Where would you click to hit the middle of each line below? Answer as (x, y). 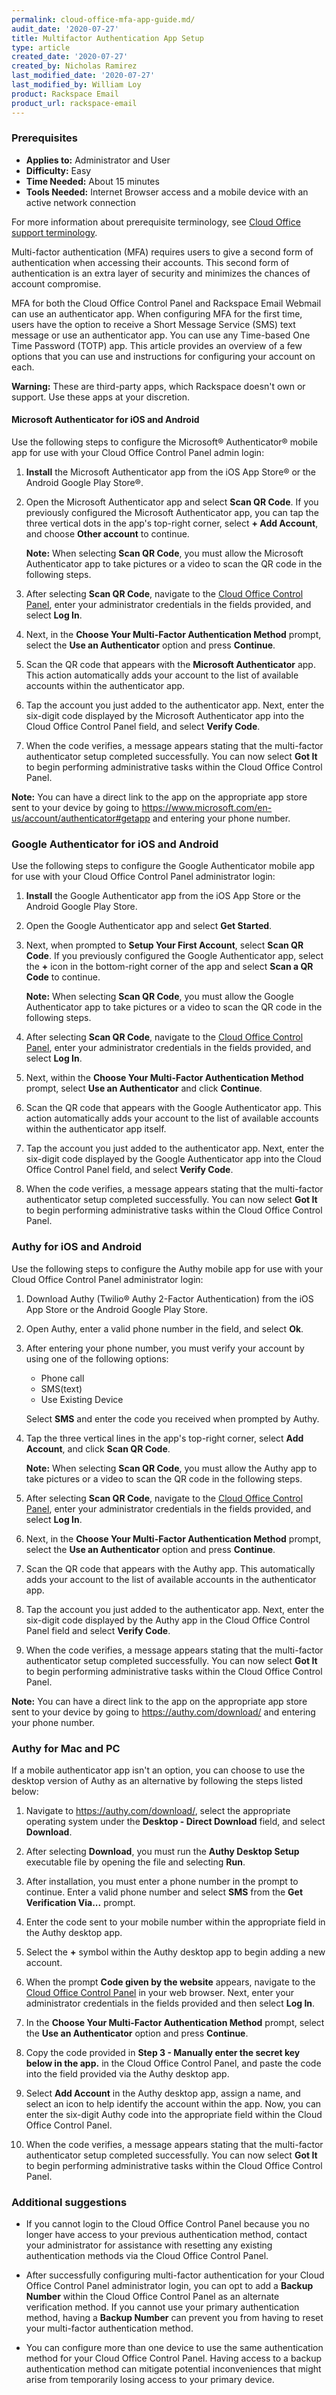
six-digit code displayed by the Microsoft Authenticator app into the (165, 715)
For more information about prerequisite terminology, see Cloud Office (156, 222)
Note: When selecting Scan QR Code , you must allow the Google (159, 997)
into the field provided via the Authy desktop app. (127, 2073)
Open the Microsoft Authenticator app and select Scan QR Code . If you (172, 502)
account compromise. (56, 283)
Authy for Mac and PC (66, 1748)
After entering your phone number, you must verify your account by (165, 1348)
